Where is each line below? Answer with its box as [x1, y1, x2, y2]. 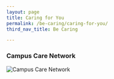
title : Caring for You [6, 15, 64, 21]
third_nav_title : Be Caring [6, 26, 78, 32]
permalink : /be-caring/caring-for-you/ [6, 20, 108, 26]
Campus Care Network [6, 51, 76, 60]
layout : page [6, 9, 40, 15]
